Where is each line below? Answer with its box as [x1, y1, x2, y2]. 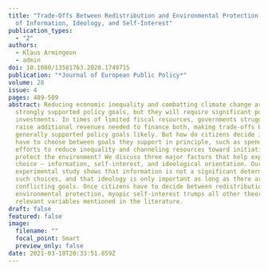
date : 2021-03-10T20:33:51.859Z [8, 249, 116, 257]
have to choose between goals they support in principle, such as [15, 137, 241, 146]
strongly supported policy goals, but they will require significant [15, 109, 251, 117]
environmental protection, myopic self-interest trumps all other [15, 189, 241, 198]
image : [8, 220, 30, 228]
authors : [8, 42, 37, 50]
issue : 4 [8, 85, 37, 94]
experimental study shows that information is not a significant [15, 168, 238, 176]
